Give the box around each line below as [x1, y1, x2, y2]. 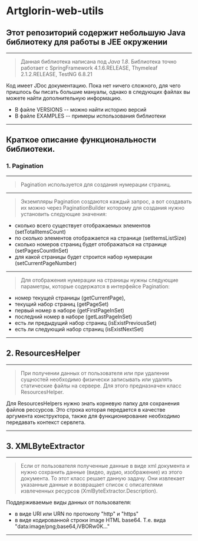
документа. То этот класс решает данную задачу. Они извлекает [20, 475, 185, 482]
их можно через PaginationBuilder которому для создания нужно [20, 204, 184, 211]
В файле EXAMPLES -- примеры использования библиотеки [14, 112, 166, 119]
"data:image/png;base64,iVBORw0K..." [14, 523, 110, 530]
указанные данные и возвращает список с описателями [20, 481, 163, 488]
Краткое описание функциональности [6, 135, 157, 145]
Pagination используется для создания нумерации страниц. [20, 181, 171, 188]
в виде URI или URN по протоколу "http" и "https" [14, 510, 139, 517]
